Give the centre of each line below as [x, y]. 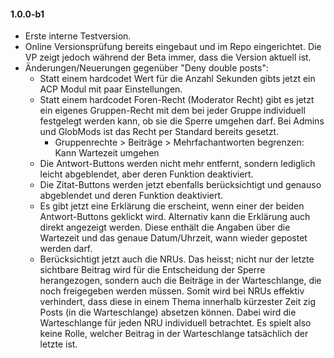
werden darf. [66, 249]
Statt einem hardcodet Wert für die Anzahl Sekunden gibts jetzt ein [177, 79]
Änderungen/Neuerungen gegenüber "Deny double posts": [146, 68]
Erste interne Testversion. [78, 36]
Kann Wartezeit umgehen [107, 153]
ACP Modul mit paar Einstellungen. [111, 89]
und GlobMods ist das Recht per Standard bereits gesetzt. [159, 132]
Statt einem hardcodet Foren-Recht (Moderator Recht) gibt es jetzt [177, 100]
